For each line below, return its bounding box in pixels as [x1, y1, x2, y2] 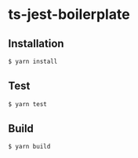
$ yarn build [8, 143, 51, 151]
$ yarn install [8, 57, 58, 65]
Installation [8, 37, 64, 50]
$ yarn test [8, 100, 47, 108]
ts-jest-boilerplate [8, 6, 131, 24]
